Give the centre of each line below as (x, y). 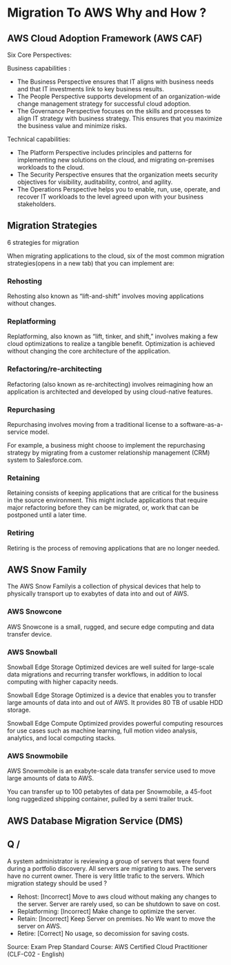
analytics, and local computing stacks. (61, 738)
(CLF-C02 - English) (36, 954)
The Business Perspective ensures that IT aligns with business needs (115, 82)
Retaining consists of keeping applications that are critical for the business (113, 493)
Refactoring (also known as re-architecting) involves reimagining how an (110, 384)
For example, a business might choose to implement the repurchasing (106, 445)
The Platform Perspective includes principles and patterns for (104, 153)
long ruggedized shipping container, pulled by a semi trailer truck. (101, 799)
